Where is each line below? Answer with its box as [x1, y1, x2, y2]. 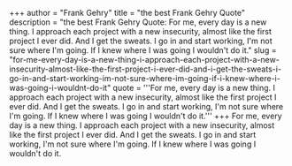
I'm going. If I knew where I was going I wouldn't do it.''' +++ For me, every [9, 110, 282, 121]
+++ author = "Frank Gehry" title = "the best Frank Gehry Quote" [9, 8, 246, 18]
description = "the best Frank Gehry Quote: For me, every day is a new [9, 17, 267, 27]
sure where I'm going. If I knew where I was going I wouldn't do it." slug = [9, 45, 277, 56]
